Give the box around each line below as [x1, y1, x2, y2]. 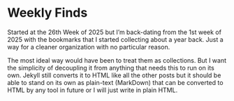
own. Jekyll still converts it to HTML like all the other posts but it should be [7, 71, 221, 79]
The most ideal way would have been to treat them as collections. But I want [7, 56, 227, 64]
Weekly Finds [7, 5, 88, 21]
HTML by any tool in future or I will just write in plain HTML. [7, 86, 178, 94]
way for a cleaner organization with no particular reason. [7, 42, 170, 51]
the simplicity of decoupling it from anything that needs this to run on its [7, 63, 214, 72]
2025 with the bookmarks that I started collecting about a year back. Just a [7, 35, 224, 43]
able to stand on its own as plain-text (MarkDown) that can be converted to [7, 78, 224, 86]
